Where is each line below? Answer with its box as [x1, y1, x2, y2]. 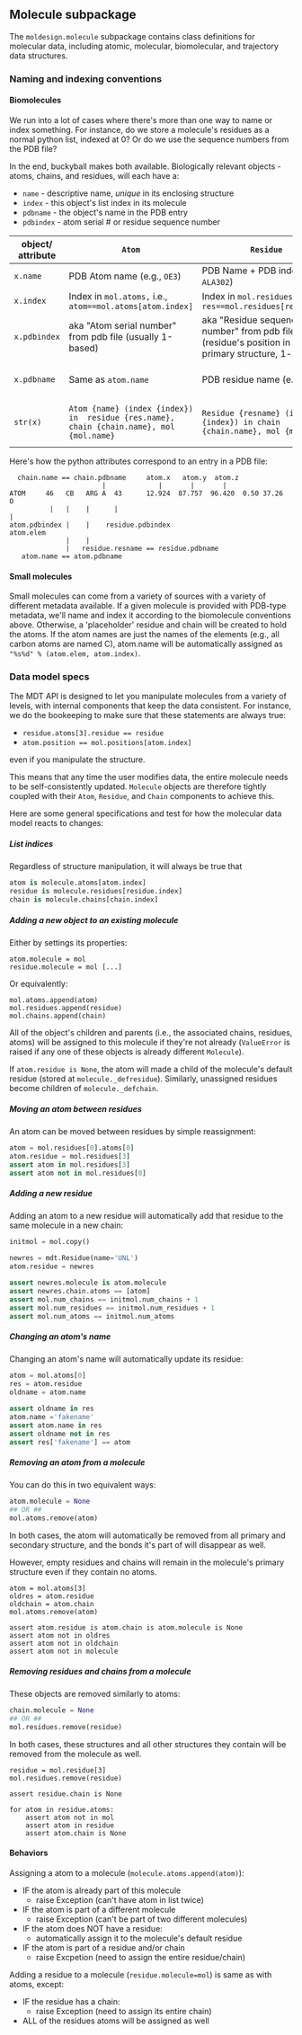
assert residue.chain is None [9, 1789, 123, 1799]
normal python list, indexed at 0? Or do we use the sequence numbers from [9, 134, 289, 145]
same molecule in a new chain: [9, 1220, 124, 1231]
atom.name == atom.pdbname [21, 552, 123, 561]
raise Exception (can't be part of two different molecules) [35, 1914, 248, 1924]
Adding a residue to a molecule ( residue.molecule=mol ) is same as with [9, 1968, 272, 1980]
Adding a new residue [9, 1188, 93, 1199]
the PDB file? [9, 143, 58, 154]
